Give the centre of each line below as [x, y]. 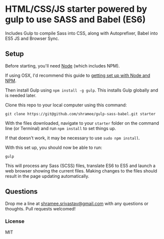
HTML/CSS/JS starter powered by [76, 9]
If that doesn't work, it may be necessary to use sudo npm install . [73, 138]
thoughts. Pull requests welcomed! [40, 208]
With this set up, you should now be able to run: [54, 147]
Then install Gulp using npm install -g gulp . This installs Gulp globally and [82, 90]
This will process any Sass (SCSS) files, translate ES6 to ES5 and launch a [80, 166]
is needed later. [21, 95]
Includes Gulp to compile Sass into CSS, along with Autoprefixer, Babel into [82, 33]
